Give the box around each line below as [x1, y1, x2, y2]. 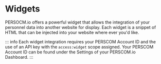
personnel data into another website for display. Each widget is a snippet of [5, 24, 156, 30]
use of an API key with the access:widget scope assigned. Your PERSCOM [5, 44, 154, 50]
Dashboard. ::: [5, 54, 34, 60]
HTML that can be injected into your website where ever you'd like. [5, 29, 140, 35]
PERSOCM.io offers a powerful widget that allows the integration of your [5, 19, 150, 25]
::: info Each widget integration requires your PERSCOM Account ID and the [5, 38, 156, 44]
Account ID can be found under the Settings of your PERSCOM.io [5, 49, 136, 55]
